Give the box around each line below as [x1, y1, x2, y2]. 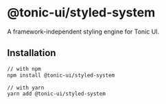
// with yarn [7, 84, 45, 91]
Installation [7, 47, 56, 59]
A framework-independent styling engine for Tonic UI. [7, 27, 160, 36]
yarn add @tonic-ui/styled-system [7, 90, 106, 97]
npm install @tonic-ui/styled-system [7, 72, 115, 79]
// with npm [7, 65, 41, 73]
